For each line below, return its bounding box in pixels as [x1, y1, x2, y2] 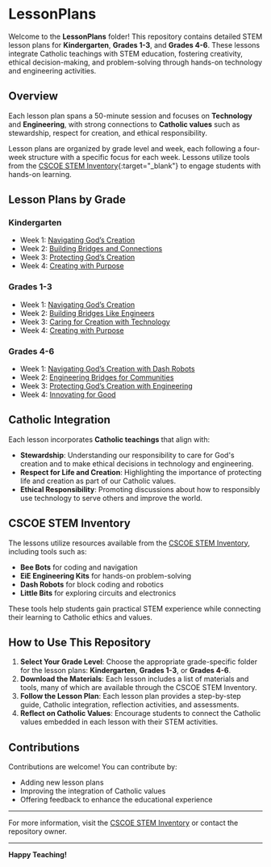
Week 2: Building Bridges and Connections [19, 244, 163, 254]
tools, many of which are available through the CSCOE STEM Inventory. [19, 683, 257, 692]
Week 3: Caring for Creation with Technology [19, 317, 171, 326]
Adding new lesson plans [19, 777, 104, 788]
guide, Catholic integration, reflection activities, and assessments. [19, 700, 240, 709]
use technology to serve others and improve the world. [19, 493, 203, 503]
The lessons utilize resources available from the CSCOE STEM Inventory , [8, 538, 250, 548]
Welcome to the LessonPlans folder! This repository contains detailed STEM [8, 32, 263, 41]
